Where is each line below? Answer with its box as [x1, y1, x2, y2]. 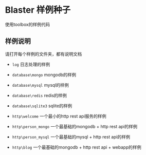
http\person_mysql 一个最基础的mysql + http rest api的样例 [12, 134, 130, 139]
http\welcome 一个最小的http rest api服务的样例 [12, 113, 107, 119]
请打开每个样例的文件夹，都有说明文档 [5, 51, 82, 57]
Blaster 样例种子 [5, 4, 71, 16]
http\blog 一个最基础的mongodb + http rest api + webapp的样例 [12, 144, 142, 150]
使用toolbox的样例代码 [5, 21, 50, 27]
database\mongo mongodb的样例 [12, 72, 76, 77]
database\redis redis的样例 [12, 92, 67, 98]
